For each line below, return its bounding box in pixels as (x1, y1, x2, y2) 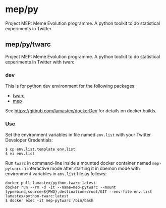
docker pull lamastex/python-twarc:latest (5, 180, 96, 186)
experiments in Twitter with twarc (5, 59, 75, 65)
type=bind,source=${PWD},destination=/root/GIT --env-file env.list (5, 189, 152, 194)
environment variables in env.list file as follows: (5, 171, 107, 177)
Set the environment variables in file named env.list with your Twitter (5, 132, 151, 138)
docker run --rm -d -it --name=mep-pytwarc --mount (5, 185, 116, 190)
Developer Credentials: (5, 137, 53, 143)
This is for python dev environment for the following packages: (5, 83, 136, 89)
